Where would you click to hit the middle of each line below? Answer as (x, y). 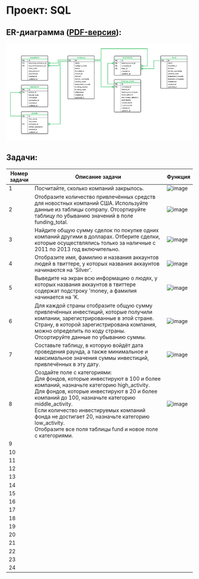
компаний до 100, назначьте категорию (85, 398)
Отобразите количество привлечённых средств (95, 197)
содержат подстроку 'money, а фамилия (86, 291)
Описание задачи (98, 176)
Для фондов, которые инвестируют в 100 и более (98, 379)
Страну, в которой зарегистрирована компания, (96, 324)
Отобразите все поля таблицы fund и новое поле (96, 429)
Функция (179, 176)
